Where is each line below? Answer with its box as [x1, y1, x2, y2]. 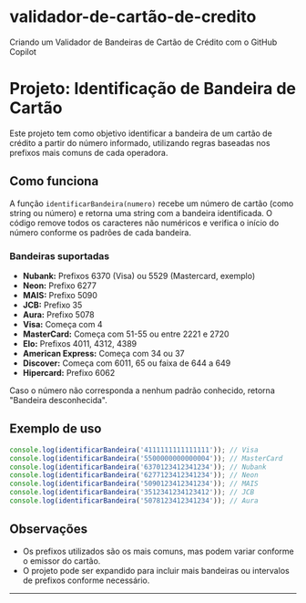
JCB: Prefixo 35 [22, 299, 83, 310]
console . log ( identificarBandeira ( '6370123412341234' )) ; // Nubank [9, 463, 267, 472]
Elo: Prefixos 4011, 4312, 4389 [22, 338, 138, 348]
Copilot [9, 46, 36, 57]
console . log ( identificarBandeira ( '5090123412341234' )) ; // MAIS [9, 479, 259, 489]
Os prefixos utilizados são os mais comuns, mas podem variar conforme [22, 546, 294, 556]
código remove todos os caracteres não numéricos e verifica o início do [9, 217, 280, 228]
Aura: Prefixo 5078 [22, 308, 95, 320]
